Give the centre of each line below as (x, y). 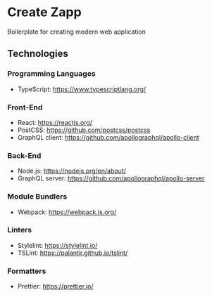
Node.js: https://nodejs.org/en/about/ (72, 171)
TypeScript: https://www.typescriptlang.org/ (82, 89)
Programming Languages (52, 74)
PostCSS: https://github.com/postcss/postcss (84, 130)
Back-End (24, 155)
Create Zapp (45, 12)
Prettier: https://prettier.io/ (55, 286)
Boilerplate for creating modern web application (77, 32)
